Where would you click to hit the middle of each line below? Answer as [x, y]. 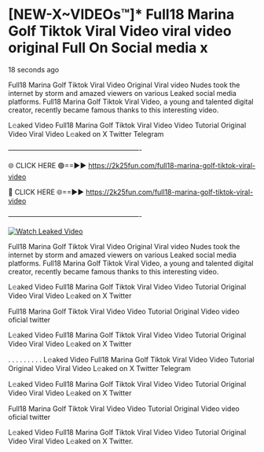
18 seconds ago [34, 69]
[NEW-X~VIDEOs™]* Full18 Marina [121, 15]
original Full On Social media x [108, 48]
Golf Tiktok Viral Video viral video [120, 31]
